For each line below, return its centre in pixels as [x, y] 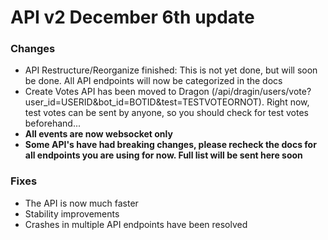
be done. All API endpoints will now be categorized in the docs [153, 81]
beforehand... [52, 123]
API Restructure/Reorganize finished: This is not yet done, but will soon [171, 70]
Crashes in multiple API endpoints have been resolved [136, 224]
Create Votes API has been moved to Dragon [117, 92]
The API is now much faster [81, 203]
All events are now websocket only [98, 134]
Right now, [288, 102]
